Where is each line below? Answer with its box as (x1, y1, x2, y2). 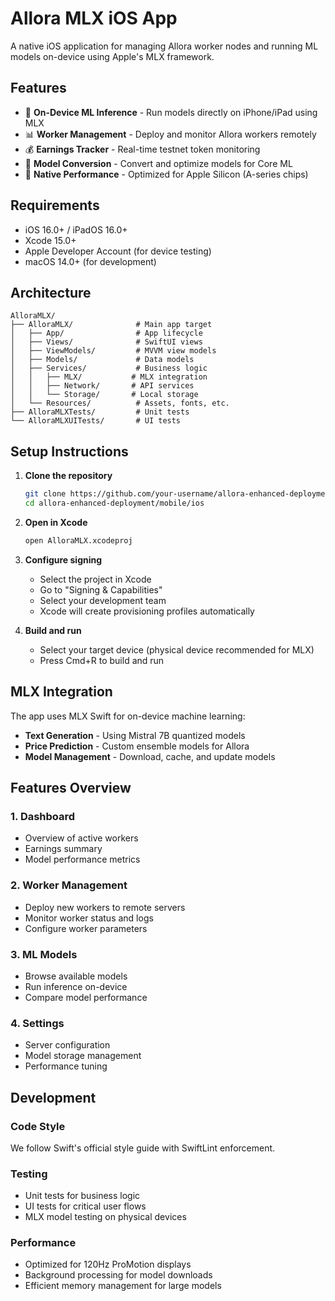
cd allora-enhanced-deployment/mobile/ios (24, 498, 205, 509)
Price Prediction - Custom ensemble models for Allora (24, 740, 250, 752)
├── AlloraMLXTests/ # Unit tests (10, 407, 190, 417)
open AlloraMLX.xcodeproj (24, 535, 133, 546)
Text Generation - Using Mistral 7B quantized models (24, 729, 246, 741)
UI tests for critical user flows (24, 1200, 147, 1212)
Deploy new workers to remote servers (24, 901, 186, 913)
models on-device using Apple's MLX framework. (10, 50, 215, 62)
